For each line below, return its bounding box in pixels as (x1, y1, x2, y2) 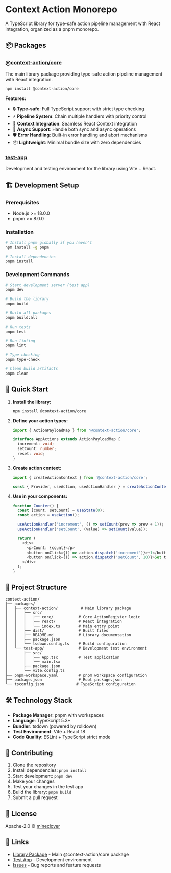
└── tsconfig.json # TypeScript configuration (5, 681, 136, 687)
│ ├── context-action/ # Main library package (5, 606, 131, 611)
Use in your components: (12, 493, 68, 500)
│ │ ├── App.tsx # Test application (5, 655, 120, 660)
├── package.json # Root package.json (5, 677, 123, 682)
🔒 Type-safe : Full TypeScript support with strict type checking (12, 106, 144, 112)
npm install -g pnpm (5, 245, 50, 250)
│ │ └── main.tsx (5, 659, 60, 664)
